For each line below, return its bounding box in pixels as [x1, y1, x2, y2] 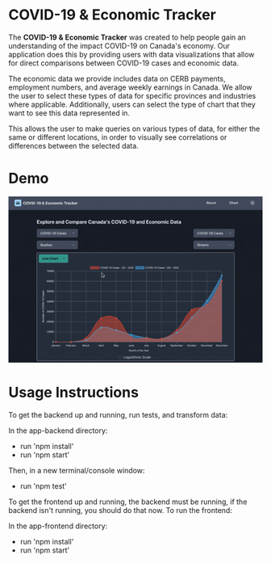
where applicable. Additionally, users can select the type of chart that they [8, 99, 256, 109]
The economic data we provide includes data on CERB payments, [8, 74, 226, 83]
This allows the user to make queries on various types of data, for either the [8, 124, 261, 133]
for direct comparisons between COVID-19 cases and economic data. [8, 58, 240, 68]
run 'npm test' [19, 481, 67, 491]
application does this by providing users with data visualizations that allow [8, 49, 255, 59]
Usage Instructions [8, 384, 140, 401]
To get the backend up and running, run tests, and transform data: [8, 410, 228, 420]
